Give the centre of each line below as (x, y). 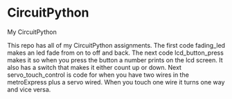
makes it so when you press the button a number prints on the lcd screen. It (115, 60)
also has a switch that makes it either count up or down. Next (95, 67)
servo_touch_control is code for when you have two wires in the (98, 75)
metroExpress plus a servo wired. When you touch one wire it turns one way (116, 82)
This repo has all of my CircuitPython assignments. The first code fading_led (116, 45)
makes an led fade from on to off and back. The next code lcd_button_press (115, 53)
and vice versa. (29, 89)
